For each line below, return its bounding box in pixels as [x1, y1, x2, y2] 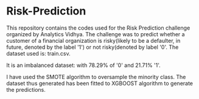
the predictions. [6, 86, 46, 93]
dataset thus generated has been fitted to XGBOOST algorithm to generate [6, 80, 194, 87]
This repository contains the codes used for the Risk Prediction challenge [6, 24, 190, 31]
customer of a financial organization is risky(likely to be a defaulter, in [6, 37, 181, 44]
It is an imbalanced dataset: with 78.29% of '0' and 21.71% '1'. [6, 62, 161, 69]
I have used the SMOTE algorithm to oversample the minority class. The [6, 73, 186, 80]
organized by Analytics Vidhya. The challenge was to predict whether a [6, 30, 185, 37]
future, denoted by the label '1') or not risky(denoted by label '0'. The [6, 43, 179, 51]
